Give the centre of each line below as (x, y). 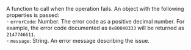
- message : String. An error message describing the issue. (78, 41)
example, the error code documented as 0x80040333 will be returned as (95, 28)
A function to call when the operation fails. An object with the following (95, 9)
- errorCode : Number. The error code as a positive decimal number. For (95, 21)
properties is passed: (33, 15)
